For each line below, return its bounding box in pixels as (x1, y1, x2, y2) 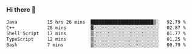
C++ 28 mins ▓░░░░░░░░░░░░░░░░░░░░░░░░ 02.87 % (6, 25, 187, 31)
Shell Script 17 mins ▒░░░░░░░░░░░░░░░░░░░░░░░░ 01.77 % (6, 30, 187, 37)
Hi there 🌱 (6, 5, 36, 14)
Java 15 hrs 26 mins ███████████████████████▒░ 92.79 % (6, 19, 187, 25)
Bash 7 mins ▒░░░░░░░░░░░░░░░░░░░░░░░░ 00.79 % (6, 42, 187, 48)
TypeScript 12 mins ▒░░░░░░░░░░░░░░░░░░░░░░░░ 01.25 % (6, 36, 187, 42)
